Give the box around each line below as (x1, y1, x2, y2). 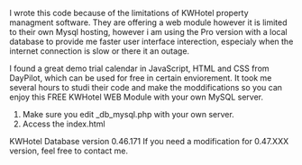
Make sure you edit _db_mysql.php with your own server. (22, 109, 234, 119)
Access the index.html (22, 118, 105, 129)
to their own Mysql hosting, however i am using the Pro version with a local (9, 27, 288, 37)
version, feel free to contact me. (9, 145, 129, 156)
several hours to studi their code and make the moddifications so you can (9, 82, 282, 92)
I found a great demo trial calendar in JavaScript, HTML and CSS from (9, 63, 270, 74)
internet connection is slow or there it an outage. (9, 46, 190, 56)
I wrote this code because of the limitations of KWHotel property (9, 8, 250, 18)
